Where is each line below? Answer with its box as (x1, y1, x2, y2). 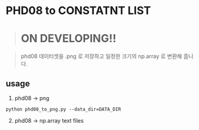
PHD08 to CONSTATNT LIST (6, 4, 151, 18)
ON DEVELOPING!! (20, 32, 117, 46)
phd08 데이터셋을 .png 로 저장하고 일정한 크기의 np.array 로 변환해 (20, 52, 182, 60)
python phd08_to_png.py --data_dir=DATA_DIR (6, 106, 121, 112)
